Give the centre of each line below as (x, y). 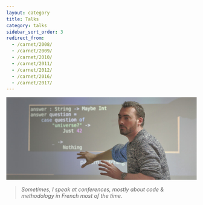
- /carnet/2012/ (32, 70)
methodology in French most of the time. (72, 196)
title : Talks (23, 19)
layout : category (28, 13)
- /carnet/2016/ (32, 76)
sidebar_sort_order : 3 (35, 32)
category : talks (27, 25)
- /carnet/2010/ (32, 57)
